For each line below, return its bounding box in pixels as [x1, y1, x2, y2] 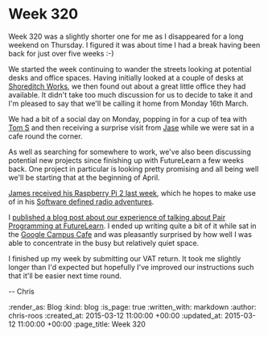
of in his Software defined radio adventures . [8, 197, 155, 206]
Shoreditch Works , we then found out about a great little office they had [8, 81, 246, 91]
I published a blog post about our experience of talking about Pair [8, 212, 226, 222]
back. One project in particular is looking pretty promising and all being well [8, 164, 259, 173]
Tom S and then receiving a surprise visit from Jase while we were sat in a [8, 123, 255, 132]
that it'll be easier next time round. [8, 271, 122, 281]
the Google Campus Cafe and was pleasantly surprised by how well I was [8, 229, 252, 239]
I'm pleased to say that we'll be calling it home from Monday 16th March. [8, 98, 249, 108]
